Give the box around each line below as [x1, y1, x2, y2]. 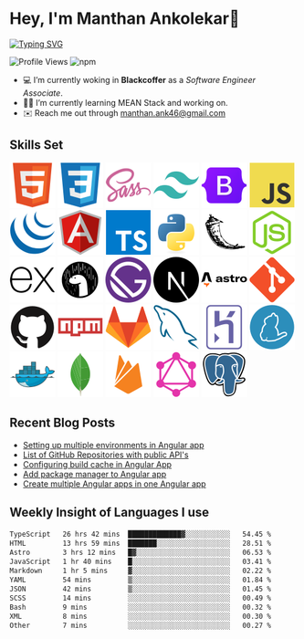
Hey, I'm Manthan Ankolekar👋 [9, 8, 240, 29]
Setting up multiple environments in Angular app [22, 439, 204, 450]
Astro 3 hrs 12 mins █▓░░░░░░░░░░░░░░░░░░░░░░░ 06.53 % [9, 548, 272, 558]
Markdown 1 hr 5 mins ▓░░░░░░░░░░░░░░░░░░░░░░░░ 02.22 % [9, 566, 272, 576]
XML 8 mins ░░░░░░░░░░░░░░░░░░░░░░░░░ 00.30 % [9, 612, 272, 622]
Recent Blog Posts [9, 415, 116, 431]
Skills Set [9, 137, 64, 153]
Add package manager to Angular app [22, 468, 167, 479]
